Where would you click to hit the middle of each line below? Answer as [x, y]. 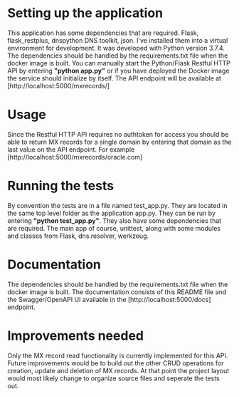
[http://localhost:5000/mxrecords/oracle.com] [75, 157]
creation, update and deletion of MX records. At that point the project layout [118, 370]
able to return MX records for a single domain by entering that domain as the [119, 142]
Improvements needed [76, 335]
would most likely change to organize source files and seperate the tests [113, 378]
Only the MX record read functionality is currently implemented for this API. [118, 355]
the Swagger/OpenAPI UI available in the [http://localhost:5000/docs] [109, 299]
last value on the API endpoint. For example [71, 149]
